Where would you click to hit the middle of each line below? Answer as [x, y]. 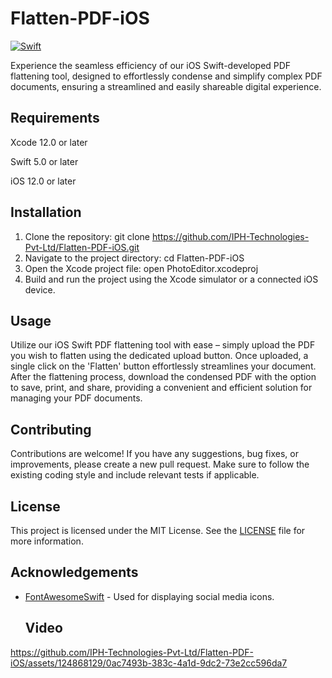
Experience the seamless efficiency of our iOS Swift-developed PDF [151, 65]
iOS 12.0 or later [43, 181]
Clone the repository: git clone [87, 236]
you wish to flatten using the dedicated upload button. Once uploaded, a [159, 356]
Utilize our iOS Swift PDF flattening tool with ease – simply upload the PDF [163, 345]
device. [40, 289]
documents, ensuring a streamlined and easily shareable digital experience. [166, 86]
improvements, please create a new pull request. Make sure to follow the [160, 464]
